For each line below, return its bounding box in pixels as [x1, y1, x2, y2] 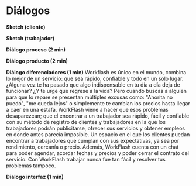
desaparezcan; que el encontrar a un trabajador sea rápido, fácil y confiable [6, 112, 190, 119]
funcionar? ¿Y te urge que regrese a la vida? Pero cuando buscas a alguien [6, 87, 187, 94]
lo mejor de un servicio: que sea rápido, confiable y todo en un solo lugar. [6, 75, 184, 82]
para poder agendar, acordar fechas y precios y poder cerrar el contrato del [6, 149, 189, 156]
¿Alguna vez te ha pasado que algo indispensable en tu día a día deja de [6, 81, 180, 88]
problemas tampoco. [6, 162, 56, 169]
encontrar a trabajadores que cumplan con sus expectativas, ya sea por [6, 137, 180, 144]
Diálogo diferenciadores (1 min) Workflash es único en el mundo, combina [6, 68, 187, 75]
